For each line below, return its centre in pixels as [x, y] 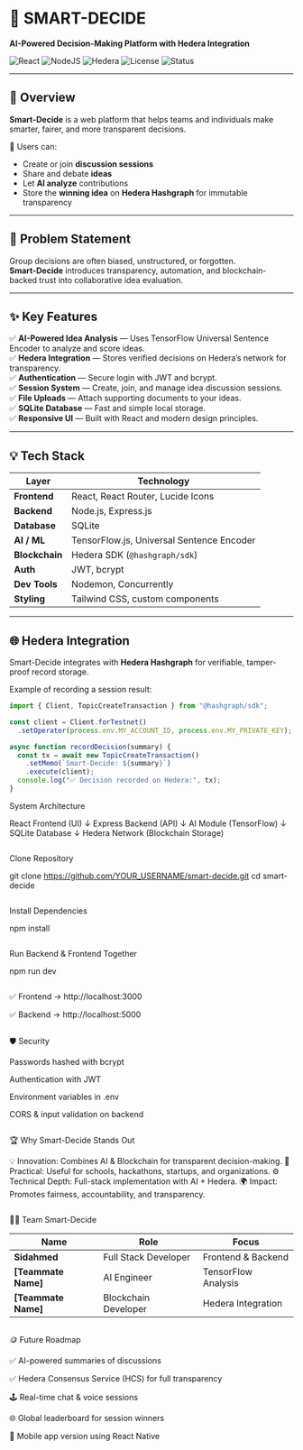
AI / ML [30, 540]
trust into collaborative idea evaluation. [111, 280]
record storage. [60, 672]
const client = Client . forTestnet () [78, 722]
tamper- [262, 662]
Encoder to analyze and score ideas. [77, 349]
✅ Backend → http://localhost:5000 [75, 1014]
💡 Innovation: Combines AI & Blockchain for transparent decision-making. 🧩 [150, 1161]
